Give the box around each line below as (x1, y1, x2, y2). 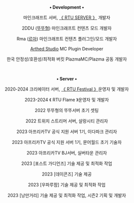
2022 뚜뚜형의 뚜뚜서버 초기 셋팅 (34, 107, 99, 113)
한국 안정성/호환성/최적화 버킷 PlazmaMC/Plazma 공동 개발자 (6, 56, 127, 62)
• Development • (49, 4, 84, 10)
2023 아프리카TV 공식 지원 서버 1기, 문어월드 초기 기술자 (11, 139, 122, 145)
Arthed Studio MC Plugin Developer (30, 46, 104, 51)
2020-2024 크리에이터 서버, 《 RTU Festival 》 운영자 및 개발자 (4, 86, 129, 92)
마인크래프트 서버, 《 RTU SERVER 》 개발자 (23, 14, 111, 20)
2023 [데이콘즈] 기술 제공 (42, 171, 92, 177)
